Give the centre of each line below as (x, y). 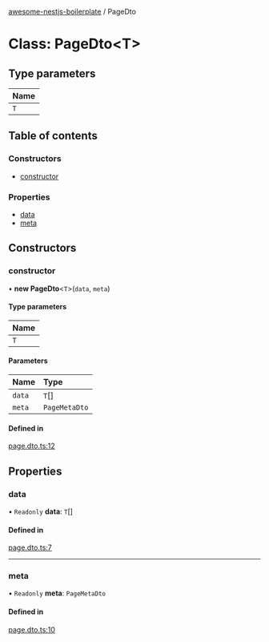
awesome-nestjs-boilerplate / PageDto (72, 12)
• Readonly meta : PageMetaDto (57, 593)
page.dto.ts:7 (30, 547)
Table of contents (53, 136)
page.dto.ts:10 (32, 629)
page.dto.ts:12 (32, 446)
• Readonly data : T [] (41, 511)
